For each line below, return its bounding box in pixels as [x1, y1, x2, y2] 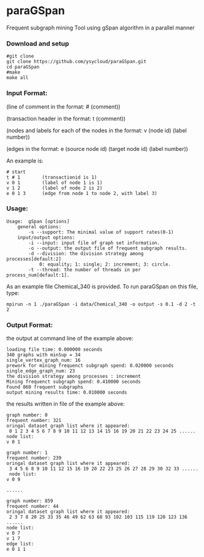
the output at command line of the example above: [6, 335, 134, 342]
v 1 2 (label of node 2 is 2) [6, 185, 103, 191]
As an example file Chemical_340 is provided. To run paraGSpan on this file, [6, 283, 198, 290]
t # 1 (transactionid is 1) [6, 174, 97, 180]
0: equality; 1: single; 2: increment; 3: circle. [39, 261, 172, 267]
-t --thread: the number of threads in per [28, 266, 141, 273]
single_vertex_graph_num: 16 [6, 357, 81, 364]
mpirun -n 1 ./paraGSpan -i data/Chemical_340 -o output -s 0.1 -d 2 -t [6, 301, 196, 307]
